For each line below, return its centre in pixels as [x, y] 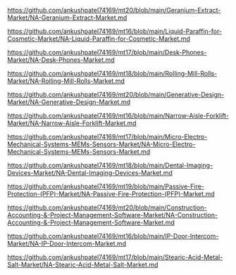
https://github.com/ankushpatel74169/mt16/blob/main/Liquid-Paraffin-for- [115, 31]
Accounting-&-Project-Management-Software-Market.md [91, 222]
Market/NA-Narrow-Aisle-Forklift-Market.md [72, 123]
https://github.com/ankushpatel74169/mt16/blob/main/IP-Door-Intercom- [113, 236]
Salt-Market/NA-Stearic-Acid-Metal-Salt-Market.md [83, 264]
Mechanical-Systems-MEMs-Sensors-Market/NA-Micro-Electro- [101, 144]
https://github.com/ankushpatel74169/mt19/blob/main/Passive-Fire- [106, 186]
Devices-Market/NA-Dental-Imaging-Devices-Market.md [90, 173]
